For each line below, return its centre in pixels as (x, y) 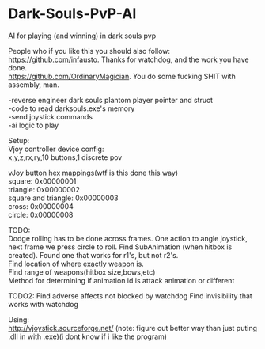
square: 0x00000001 (42, 181)
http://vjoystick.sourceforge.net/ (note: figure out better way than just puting (133, 328)
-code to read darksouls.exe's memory (72, 108)
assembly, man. (34, 85)
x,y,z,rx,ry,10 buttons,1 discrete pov (65, 157)
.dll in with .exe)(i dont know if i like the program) (88, 336)
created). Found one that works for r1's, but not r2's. (93, 255)
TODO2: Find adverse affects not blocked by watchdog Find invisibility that (131, 296)
